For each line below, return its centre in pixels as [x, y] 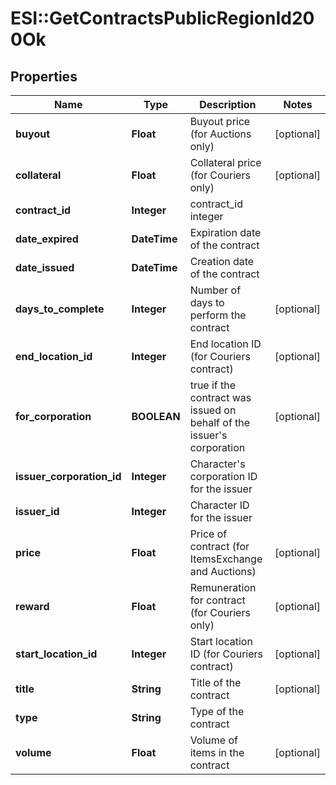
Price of [208, 534]
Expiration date [225, 232]
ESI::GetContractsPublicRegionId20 [162, 18]
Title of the [215, 682]
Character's [217, 464]
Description [228, 104]
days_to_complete [60, 309]
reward [32, 606]
